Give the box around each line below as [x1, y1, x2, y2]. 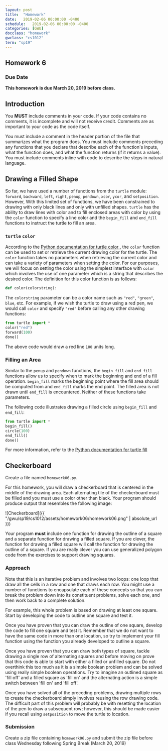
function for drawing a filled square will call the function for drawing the [5, 541, 153, 548]
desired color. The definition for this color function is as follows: [5, 276, 137, 282]
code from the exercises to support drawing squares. [5, 552, 115, 558]
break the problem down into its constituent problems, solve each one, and [5, 592, 160, 598]
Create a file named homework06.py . [5, 475, 78, 481]
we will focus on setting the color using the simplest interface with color [5, 265, 154, 271]
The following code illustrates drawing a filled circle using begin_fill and [5, 404, 157, 410]
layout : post [5, 7, 33, 13]
